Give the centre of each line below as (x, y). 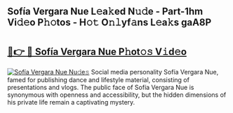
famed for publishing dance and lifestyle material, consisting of (98, 80)
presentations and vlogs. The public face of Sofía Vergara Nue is (101, 87)
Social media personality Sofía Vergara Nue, (155, 72)
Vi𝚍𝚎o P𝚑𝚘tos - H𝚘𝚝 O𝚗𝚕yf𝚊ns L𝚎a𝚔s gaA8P (109, 23)
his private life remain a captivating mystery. (71, 102)
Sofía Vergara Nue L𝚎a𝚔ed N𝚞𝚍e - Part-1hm (105, 12)
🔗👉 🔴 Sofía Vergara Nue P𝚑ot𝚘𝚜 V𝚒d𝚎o (97, 52)
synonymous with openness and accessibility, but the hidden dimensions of (117, 95)
